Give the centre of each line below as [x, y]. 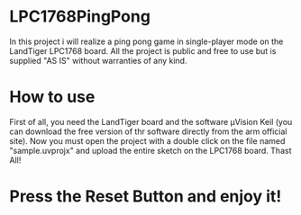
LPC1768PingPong [80, 17]
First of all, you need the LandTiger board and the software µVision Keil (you [151, 121]
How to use [52, 97]
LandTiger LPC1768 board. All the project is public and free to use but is [143, 50]
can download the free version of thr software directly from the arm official [148, 131]
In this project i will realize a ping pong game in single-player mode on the [146, 41]
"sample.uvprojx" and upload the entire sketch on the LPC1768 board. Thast [150, 150]
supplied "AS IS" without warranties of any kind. [98, 60]
